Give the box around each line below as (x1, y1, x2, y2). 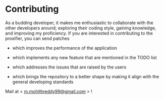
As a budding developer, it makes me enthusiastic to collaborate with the (5, 20, 154, 26)
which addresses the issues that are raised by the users (12, 64, 126, 70)
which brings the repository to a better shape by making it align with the (12, 73, 160, 79)
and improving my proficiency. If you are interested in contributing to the (5, 30, 153, 36)
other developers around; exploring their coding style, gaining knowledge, (5, 25, 157, 31)
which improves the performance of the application (12, 45, 117, 51)
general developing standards (12, 79, 73, 85)
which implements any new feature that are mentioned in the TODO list (12, 54, 157, 60)
